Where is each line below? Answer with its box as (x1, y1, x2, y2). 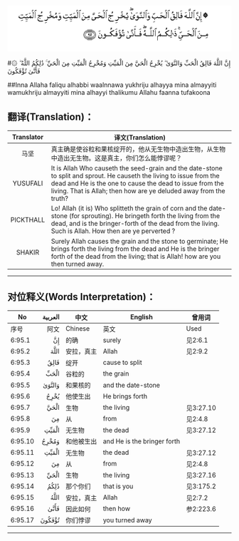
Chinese (65, 324, 90, 333)
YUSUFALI (12, 179, 43, 187)
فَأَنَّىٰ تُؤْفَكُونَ (7, 67, 41, 76)
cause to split (102, 359, 142, 367)
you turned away (102, 515, 152, 524)
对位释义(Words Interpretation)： (7, 291, 156, 303)
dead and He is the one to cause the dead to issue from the (51, 179, 224, 187)
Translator (11, 133, 44, 141)
